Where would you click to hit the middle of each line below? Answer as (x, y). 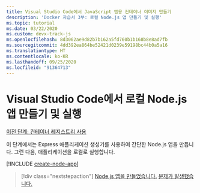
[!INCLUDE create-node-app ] (43, 164)
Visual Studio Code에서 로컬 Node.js (97, 99)
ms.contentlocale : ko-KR (37, 56)
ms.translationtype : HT (36, 51)
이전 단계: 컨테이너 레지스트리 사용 (46, 132)
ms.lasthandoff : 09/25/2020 (41, 62)
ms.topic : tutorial (31, 23)
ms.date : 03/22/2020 (32, 28)
